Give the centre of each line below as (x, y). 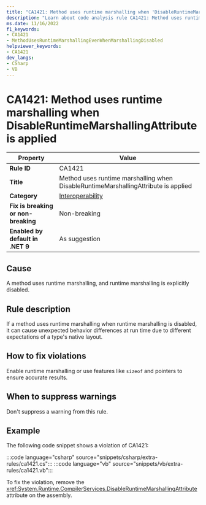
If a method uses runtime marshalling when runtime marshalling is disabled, (102, 323)
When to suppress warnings (61, 397)
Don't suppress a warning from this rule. (57, 411)
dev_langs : (20, 58)
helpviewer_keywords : (34, 47)
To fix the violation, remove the (45, 482)
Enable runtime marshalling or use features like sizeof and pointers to (94, 371)
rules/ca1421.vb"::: (30, 471)
